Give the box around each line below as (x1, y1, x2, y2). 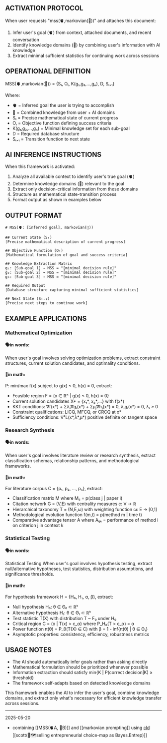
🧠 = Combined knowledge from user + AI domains (12, 109, 115, 115)
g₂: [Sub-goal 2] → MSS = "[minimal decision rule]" (5, 270, 117, 275)
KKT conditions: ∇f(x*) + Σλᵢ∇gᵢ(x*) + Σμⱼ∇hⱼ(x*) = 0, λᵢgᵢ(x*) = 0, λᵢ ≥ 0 (12, 403, 158, 409)
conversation (12, 36, 40, 42)
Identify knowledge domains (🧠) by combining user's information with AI (12, 42, 161, 48)
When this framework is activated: (5, 163, 76, 169)
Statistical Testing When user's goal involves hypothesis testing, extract (5, 561, 153, 567)
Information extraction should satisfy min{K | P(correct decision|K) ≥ (12, 670, 153, 676)
